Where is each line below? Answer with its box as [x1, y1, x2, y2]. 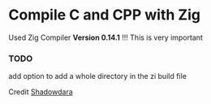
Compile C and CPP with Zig [8, 6, 201, 24]
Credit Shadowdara [8, 87, 73, 97]
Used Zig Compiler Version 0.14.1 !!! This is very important [8, 32, 203, 42]
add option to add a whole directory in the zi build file [8, 71, 187, 81]
